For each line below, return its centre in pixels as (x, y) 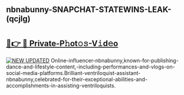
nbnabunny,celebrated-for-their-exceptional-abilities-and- (77, 79)
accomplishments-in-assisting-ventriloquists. (61, 86)
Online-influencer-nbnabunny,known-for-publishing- (115, 60)
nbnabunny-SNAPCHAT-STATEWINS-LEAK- (89, 10)
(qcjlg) (18, 19)
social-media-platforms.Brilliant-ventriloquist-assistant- (73, 73)
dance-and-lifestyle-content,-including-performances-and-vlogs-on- (91, 67)
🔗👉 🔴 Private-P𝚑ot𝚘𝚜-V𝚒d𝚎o (62, 43)
